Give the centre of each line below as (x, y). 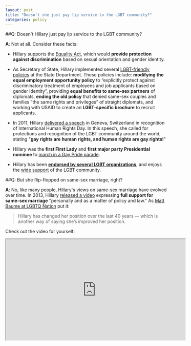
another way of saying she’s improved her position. (72, 221)
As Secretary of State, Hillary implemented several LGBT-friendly (81, 69)
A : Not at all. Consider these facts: (41, 44)
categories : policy (26, 19)
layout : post (19, 10)
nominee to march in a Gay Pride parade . (56, 155)
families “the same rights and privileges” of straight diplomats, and (83, 102)
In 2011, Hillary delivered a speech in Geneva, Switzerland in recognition (89, 123)
